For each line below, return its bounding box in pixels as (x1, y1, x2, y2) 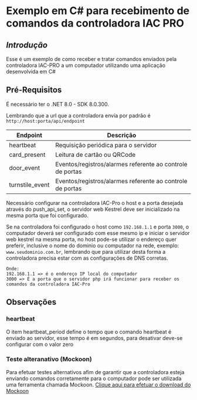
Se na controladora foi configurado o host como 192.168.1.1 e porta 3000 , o (6, 223, 189, 230)
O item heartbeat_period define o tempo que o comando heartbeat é (6, 328, 172, 335)
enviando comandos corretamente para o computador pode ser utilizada (6, 375, 182, 382)
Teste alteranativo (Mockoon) (6, 355, 92, 364)
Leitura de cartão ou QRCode (55, 150, 136, 159)
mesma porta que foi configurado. (6, 211, 89, 219)
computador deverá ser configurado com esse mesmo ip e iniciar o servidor (6, 229, 190, 236)
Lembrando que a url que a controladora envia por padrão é (6, 112, 151, 119)
